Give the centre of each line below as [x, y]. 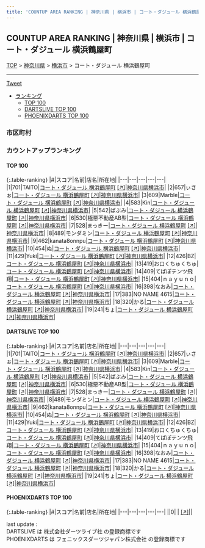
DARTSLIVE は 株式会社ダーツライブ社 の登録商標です [74, 531]
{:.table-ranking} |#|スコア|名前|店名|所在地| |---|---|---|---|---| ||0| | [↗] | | [99, 512]
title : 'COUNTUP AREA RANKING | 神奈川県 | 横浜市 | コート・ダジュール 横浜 [99, 12]
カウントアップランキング [44, 151]
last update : [22, 524]
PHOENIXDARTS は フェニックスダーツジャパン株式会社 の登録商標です [96, 539]
